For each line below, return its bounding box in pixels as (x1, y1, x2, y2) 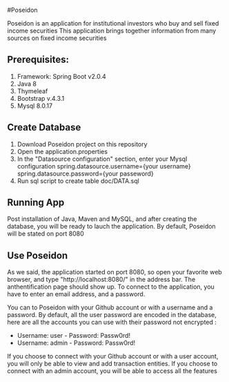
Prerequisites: (7, 54, 69, 66)
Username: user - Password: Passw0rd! (17, 332, 131, 340)
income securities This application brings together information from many (7, 27, 217, 35)
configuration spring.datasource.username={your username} (17, 162, 191, 170)
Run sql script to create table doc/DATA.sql (17, 176, 139, 185)
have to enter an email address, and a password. (7, 290, 146, 298)
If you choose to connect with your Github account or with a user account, (7, 352, 219, 361)
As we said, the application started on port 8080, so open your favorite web (7, 268, 222, 276)
